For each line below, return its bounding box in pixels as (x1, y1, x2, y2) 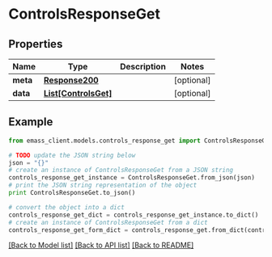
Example (8, 115, 53, 129)
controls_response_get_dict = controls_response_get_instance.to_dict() (8, 211, 259, 219)
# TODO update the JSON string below (8, 151, 136, 159)
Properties (8, 37, 63, 51)
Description (120, 61, 166, 72)
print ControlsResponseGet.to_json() (8, 189, 136, 197)
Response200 (43, 74, 99, 86)
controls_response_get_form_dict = (8, 225, 129, 234)
